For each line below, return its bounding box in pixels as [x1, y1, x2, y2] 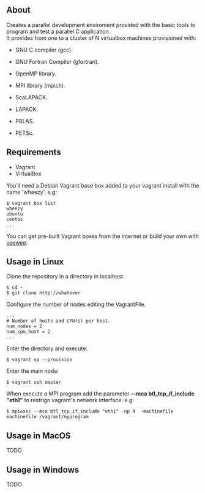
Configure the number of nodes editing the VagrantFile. [6, 300, 146, 308]
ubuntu [6, 211, 23, 217]
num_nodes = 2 [6, 323, 43, 330]
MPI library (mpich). [15, 82, 65, 89]
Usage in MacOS [6, 430, 71, 441]
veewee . [6, 239, 28, 246]
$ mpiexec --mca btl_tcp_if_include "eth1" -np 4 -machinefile [6, 408, 174, 415]
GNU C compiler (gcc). [15, 46, 73, 53]
